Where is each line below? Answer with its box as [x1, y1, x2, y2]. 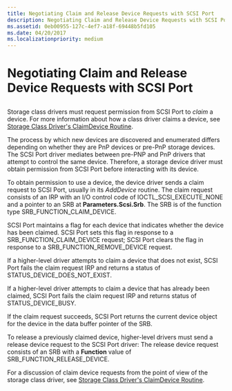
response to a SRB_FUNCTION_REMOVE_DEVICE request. [7, 243, 173, 251]
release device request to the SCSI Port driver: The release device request [7, 340, 219, 348]
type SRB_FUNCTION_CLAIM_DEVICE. [7, 208, 117, 216]
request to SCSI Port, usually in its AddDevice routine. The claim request [7, 186, 213, 194]
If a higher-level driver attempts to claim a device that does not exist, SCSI [7, 256, 218, 264]
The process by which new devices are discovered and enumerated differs [7, 135, 220, 143]
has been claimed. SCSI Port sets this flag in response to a [7, 228, 174, 237]
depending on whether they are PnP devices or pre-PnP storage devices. [7, 143, 215, 151]
